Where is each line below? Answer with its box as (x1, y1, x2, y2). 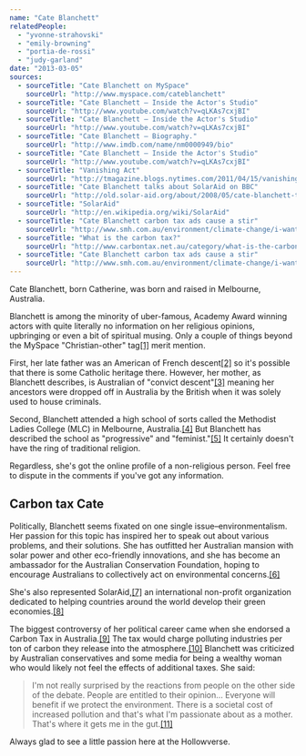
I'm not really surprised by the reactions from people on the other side (31, 680, 296, 690)
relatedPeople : (9, 22, 67, 31)
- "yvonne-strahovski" (17, 30, 104, 39)
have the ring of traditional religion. (9, 443, 141, 453)
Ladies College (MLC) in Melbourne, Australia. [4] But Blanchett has (9, 424, 261, 434)
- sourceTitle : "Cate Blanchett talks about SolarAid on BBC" (17, 183, 259, 192)
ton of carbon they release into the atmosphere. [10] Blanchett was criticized (9, 642, 295, 653)
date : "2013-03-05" (9, 65, 84, 74)
